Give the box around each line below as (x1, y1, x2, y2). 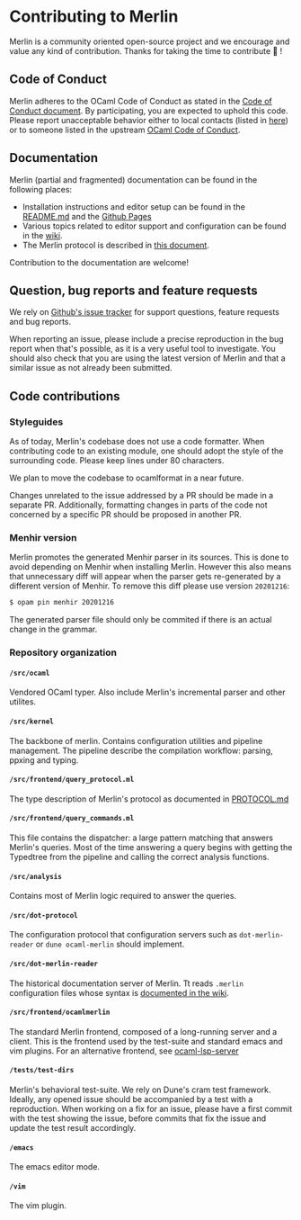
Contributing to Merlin (9, 6, 179, 27)
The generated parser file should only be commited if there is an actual (9, 614, 272, 625)
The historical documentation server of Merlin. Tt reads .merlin (9, 978, 244, 989)
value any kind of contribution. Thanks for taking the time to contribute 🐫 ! (9, 45, 283, 56)
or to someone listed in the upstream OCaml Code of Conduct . (9, 124, 241, 135)
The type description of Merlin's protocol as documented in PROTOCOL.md (9, 794, 289, 804)
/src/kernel (9, 717, 54, 726)
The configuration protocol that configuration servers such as (9, 929, 238, 940)
